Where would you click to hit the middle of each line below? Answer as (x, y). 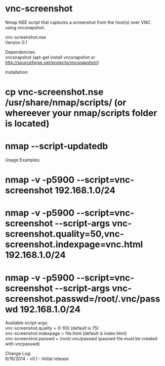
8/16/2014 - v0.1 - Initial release (37, 359)
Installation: (17, 72)
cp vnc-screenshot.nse (54, 92)
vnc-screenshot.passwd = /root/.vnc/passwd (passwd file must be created (81, 339)
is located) (27, 124)
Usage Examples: (23, 160)
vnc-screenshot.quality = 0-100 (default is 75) (52, 328)
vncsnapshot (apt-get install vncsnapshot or (50, 57)
